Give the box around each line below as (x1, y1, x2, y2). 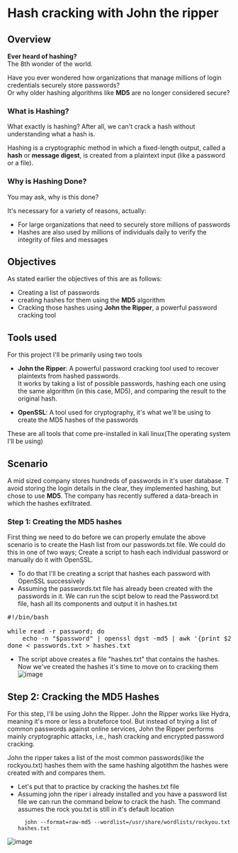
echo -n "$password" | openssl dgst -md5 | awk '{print (22, 634, 221, 643)
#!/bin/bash (7, 613, 49, 621)
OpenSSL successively (17, 577, 85, 585)
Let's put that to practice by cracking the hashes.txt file (17, 783, 179, 791)
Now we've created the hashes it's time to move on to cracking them (17, 663, 218, 671)
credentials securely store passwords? (7, 81, 120, 89)
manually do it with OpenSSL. (7, 555, 93, 564)
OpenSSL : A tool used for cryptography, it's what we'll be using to (17, 408, 211, 417)
